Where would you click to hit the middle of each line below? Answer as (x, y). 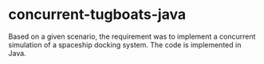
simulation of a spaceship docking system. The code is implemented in (125, 44)
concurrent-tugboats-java (97, 15)
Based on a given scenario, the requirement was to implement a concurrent (132, 36)
